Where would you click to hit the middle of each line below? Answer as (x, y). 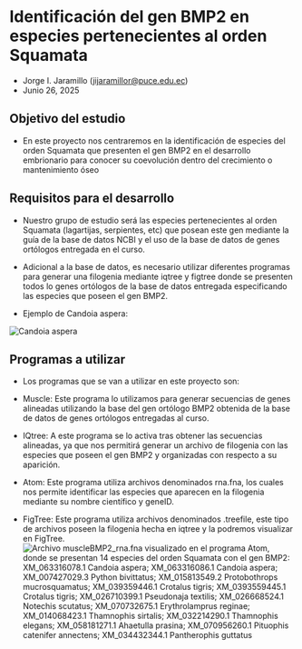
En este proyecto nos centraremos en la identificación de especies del (154, 140)
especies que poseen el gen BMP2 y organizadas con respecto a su (150, 455)
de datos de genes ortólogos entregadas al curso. (116, 418)
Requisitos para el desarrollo (92, 199)
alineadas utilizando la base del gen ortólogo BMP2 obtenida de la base (156, 409)
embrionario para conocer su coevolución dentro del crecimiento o (147, 160)
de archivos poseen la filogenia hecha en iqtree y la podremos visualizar (157, 529)
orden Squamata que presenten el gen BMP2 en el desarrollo (136, 150)
